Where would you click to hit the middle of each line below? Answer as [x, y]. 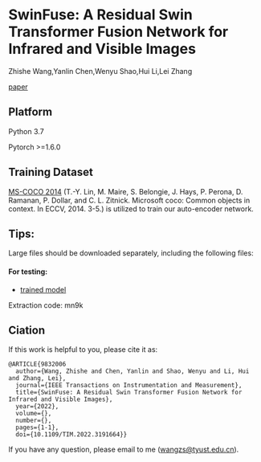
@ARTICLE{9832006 [37, 364]
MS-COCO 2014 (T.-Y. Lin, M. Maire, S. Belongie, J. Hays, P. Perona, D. [126, 191]
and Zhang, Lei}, [37, 378]
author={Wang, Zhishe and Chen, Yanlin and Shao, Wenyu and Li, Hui [133, 371]
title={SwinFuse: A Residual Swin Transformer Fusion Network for [129, 392]
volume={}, [34, 414]
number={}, [34, 421]
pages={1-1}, [37, 427]
